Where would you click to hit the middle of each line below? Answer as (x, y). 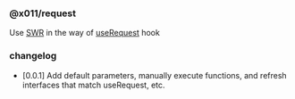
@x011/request (43, 13)
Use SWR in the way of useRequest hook (85, 33)
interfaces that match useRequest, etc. (93, 85)
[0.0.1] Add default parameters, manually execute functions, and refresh (155, 75)
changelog (33, 56)
